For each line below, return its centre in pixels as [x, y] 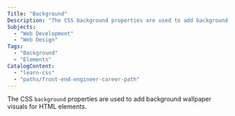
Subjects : [22, 27]
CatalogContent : [31, 66]
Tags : [15, 46]
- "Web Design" [36, 40]
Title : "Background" [38, 14]
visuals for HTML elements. [47, 107]
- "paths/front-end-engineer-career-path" [77, 79]
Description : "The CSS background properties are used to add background [118, 20]
